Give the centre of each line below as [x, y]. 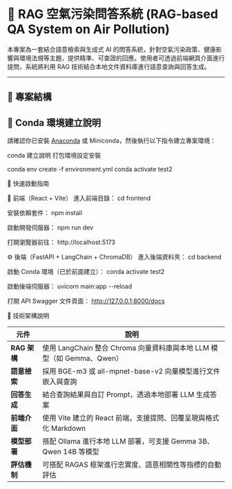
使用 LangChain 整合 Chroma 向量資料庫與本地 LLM [126, 348]
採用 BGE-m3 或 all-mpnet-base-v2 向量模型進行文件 [132, 371]
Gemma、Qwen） [94, 358]
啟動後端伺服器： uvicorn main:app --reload [70, 286]
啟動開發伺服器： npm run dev [50, 228]
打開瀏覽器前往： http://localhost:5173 [61, 242]
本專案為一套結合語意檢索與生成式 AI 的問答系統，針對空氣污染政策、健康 [112, 49]
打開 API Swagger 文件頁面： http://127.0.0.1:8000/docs [86, 301]
